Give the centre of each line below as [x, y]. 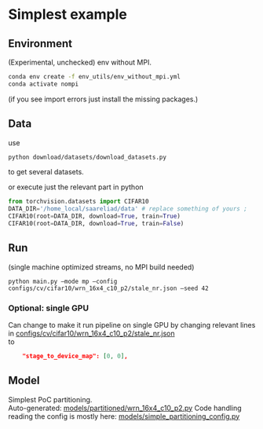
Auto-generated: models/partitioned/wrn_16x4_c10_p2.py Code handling [125, 408]
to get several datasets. [46, 172]
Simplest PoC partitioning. [50, 399]
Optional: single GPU [48, 308]
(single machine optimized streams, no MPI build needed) [101, 267]
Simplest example [68, 15]
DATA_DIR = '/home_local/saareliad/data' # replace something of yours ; [128, 209]
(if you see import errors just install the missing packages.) [103, 99]
